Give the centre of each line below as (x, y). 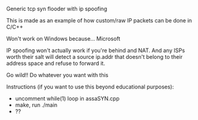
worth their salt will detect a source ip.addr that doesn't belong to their (95, 57)
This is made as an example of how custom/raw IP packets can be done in (99, 20)
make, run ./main (36, 105)
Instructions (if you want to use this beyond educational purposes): (90, 87)
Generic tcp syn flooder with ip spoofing (57, 9)
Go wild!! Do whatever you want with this (57, 75)
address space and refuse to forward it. (56, 63)
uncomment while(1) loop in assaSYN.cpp (67, 98)
